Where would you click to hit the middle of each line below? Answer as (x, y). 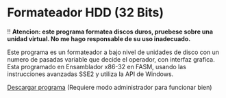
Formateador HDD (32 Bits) (86, 13)
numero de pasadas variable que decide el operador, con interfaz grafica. (111, 59)
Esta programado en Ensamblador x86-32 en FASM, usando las (97, 66)
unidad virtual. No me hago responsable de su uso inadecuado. (99, 38)
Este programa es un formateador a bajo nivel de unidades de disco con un (113, 52)
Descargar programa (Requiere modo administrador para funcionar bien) (110, 87)
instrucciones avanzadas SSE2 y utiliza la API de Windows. (90, 74)
